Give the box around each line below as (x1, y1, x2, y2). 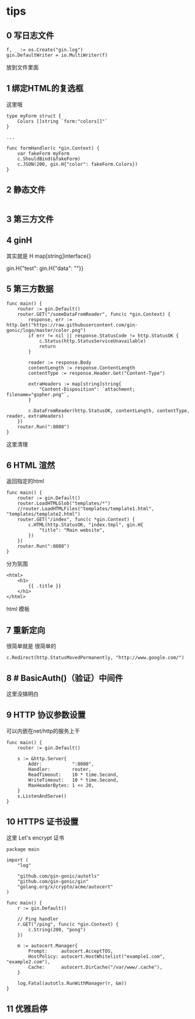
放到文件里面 (6, 64, 39, 71)
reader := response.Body (28, 359, 92, 366)
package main (6, 846, 40, 852)
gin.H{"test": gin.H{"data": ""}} (6, 265, 84, 272)
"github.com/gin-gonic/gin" (17, 878, 89, 884)
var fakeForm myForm (17, 150, 70, 157)
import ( (6, 857, 29, 863)
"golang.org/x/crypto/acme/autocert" (17, 884, 114, 890)
